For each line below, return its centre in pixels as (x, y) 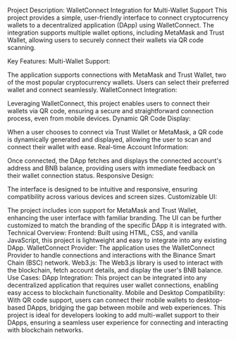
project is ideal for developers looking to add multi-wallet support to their (113, 315)
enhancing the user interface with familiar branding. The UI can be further (114, 218)
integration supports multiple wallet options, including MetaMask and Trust (116, 32)
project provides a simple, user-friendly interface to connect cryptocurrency (118, 18)
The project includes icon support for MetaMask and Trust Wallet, (103, 210)
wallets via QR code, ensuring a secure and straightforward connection (110, 111)
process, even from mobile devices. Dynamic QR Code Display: (99, 118)
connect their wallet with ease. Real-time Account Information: (98, 147)
